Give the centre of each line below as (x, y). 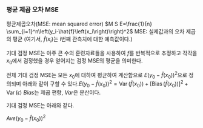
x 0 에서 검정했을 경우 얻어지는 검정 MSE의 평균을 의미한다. (75, 61)
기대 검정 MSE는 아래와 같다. (40, 105)
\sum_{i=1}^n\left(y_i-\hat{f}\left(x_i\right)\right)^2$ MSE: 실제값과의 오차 (95, 32)
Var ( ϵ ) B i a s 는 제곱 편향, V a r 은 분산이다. (54, 92)
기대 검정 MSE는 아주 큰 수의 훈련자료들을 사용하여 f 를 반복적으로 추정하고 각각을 (102, 53)
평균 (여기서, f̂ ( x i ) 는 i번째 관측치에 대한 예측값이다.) (72, 40)
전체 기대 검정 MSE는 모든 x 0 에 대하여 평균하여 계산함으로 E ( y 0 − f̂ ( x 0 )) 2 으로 (97, 75)
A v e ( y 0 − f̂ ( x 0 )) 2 (26, 119)
